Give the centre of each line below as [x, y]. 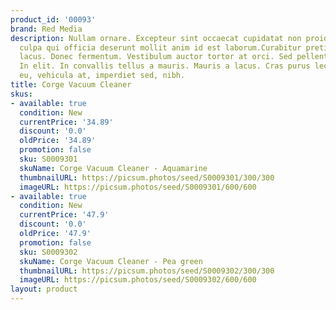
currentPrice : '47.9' [64, 215]
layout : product [44, 289]
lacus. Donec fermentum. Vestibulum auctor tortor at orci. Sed [156, 57]
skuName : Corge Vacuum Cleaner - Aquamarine [113, 168]
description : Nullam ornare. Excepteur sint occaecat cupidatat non [156, 38]
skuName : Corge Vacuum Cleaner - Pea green [111, 261]
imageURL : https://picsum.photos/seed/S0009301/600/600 [138, 187]
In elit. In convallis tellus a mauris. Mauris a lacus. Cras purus [165, 66]
